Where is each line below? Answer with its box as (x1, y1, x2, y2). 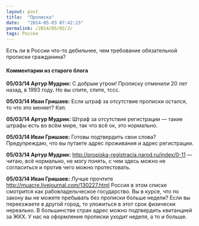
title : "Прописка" (6, 14, 55, 20)
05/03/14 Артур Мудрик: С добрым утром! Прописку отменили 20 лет (6, 80, 188, 87)
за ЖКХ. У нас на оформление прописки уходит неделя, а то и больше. (6, 213, 187, 220)
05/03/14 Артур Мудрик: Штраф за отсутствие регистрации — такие (6, 116, 183, 123)
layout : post (6, 8, 39, 15)
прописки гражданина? (6, 53, 66, 61)
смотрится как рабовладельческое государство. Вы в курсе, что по (6, 188, 179, 195)
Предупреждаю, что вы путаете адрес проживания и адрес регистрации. (6, 140, 194, 147)
